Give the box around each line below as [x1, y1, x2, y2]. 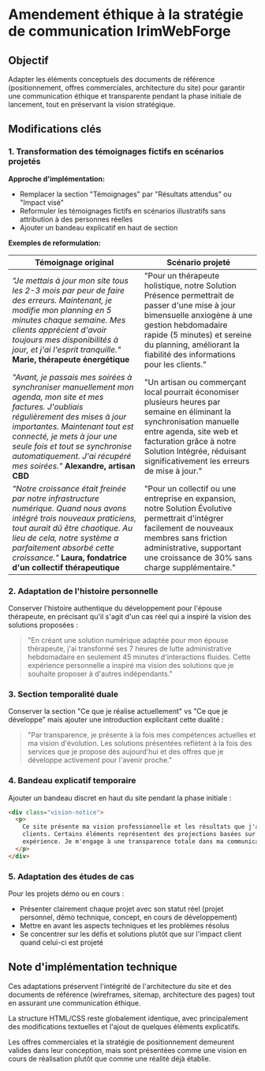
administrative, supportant [144, 542, 242, 553]
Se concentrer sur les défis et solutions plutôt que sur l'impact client [19, 929, 242, 939]
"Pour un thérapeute [144, 270, 220, 281]
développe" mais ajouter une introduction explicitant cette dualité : [8, 715, 224, 725]
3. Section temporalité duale [8, 688, 118, 700]
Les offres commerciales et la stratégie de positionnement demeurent [8, 1037, 235, 1047]
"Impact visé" [19, 197, 65, 207]
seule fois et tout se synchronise [12, 440, 132, 451]
